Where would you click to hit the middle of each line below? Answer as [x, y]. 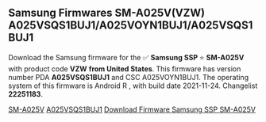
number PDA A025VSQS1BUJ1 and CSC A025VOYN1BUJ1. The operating [128, 77]
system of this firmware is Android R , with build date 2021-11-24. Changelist [133, 86]
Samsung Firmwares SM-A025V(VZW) [106, 13]
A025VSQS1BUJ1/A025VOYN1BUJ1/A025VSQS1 [131, 26]
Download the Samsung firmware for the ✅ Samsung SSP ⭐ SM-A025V [126, 57]
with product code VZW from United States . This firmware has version [125, 69]
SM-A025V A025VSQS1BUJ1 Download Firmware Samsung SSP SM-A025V [132, 109]
